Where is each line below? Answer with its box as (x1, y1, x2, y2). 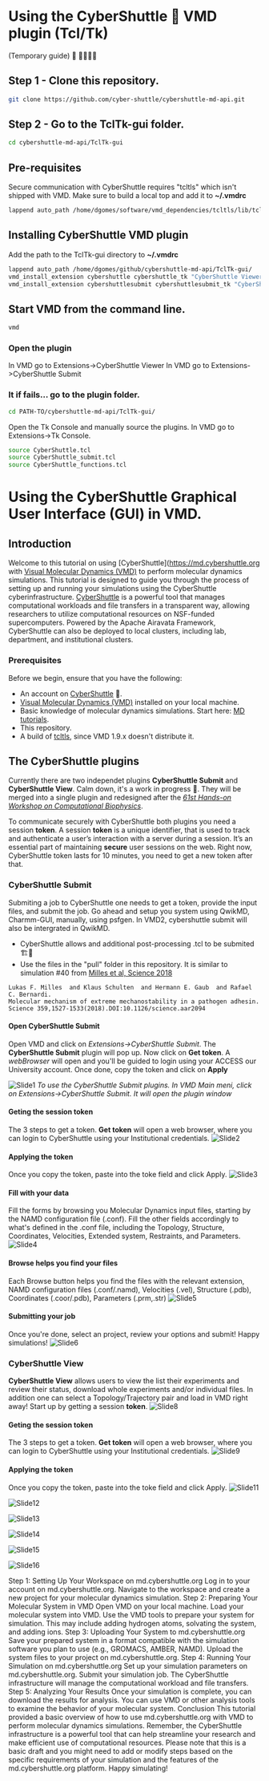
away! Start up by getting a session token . (8, 1402, 148, 1411)
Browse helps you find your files (8, 1258, 118, 1268)
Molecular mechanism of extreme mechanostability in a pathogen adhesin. (8, 998, 260, 1006)
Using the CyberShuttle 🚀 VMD (8, 7, 218, 26)
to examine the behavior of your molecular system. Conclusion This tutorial (8, 1703, 256, 1713)
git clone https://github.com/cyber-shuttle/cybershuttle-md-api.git (8, 95, 246, 103)
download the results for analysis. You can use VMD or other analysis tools (8, 1695, 255, 1705)
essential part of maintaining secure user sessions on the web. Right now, (8, 842, 252, 852)
